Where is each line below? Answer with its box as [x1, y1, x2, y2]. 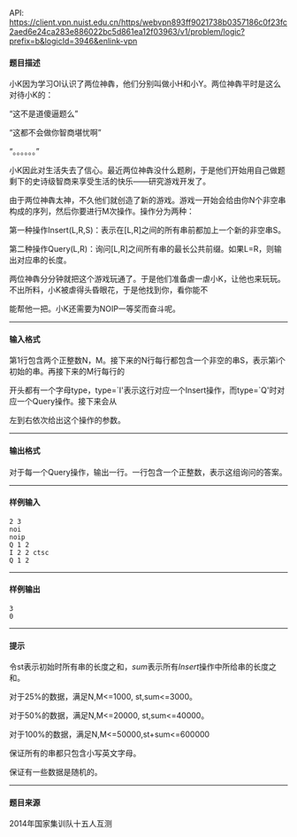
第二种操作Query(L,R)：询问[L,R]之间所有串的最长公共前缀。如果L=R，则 [9, 244, 275, 254]
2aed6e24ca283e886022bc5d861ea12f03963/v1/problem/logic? [9, 27, 246, 36]
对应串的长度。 [16, 254, 72, 265]
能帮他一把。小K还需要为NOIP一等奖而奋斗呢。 [9, 303, 181, 314]
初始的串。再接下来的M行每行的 [9, 366, 126, 377]
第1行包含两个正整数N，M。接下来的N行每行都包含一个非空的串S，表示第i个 [9, 355, 286, 366]
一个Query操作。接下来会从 [16, 396, 118, 407]
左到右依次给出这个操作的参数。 [9, 415, 126, 426]
